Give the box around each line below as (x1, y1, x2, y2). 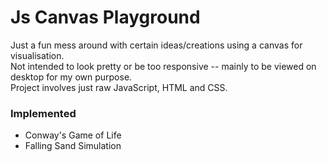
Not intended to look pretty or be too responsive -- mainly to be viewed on (10, 60, 317, 72)
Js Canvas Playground (10, 6, 201, 29)
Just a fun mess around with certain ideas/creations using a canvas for (10, 39, 303, 51)
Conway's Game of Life (24, 129, 122, 141)
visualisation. (10, 49, 65, 61)
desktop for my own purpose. (10, 71, 133, 83)
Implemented (10, 106, 77, 120)
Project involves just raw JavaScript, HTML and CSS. (10, 81, 228, 93)
